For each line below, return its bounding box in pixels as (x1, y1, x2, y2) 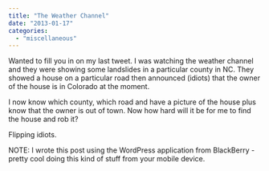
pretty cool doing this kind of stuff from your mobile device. (8, 154, 206, 164)
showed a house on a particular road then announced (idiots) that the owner (8, 73, 261, 83)
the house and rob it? (8, 114, 79, 124)
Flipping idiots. (8, 130, 57, 140)
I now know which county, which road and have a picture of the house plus (8, 97, 257, 107)
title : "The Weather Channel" (8, 11, 110, 20)
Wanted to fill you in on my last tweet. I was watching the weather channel (8, 56, 255, 66)
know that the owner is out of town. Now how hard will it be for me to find (8, 106, 251, 116)
